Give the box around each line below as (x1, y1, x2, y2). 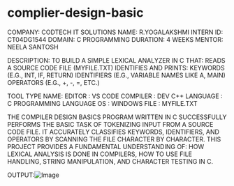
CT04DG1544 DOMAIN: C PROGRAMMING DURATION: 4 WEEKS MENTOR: (7, 35, 224, 43)
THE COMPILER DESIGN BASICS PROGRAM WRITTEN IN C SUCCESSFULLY (7, 113, 227, 121)
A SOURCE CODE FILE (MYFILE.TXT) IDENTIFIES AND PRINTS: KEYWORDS (7, 63, 225, 72)
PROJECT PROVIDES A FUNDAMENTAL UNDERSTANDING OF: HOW (7, 142, 205, 150)
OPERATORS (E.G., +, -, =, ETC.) (7, 78, 100, 86)
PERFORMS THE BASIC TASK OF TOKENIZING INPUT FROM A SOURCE (7, 120, 214, 128)
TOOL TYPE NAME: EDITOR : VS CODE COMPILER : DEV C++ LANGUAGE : (7, 92, 223, 100)
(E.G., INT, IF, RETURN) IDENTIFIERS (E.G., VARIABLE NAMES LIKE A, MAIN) (7, 71, 226, 79)
